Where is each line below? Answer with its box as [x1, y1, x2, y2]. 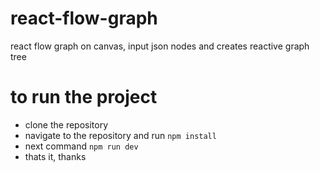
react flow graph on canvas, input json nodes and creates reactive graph [10, 40, 310, 52]
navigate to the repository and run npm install [24, 129, 217, 141]
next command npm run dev [24, 140, 139, 152]
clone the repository [24, 118, 109, 131]
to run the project [10, 86, 158, 109]
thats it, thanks [24, 150, 87, 162]
